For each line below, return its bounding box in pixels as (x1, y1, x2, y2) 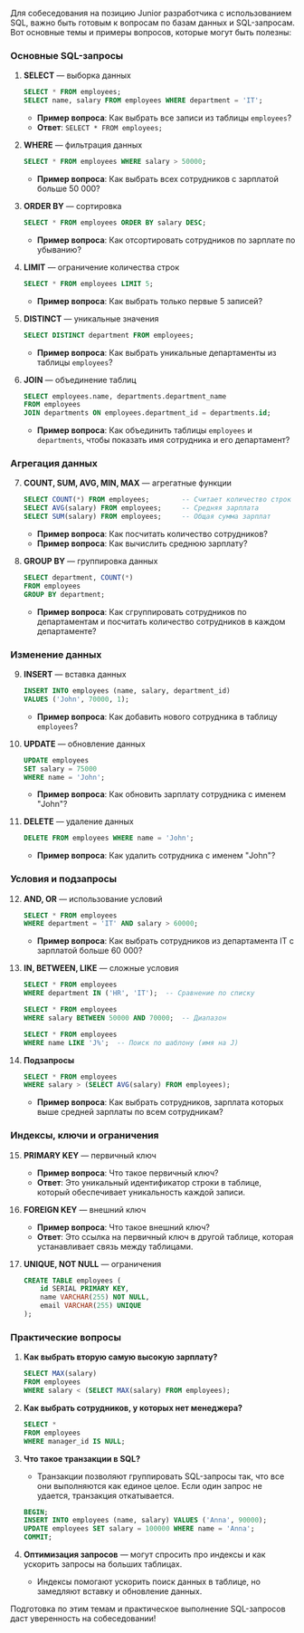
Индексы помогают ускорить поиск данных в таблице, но (36, 1576, 261, 1588)
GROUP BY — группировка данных (23, 556, 158, 567)
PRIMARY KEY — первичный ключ (23, 1149, 157, 1160)
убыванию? (36, 244, 82, 255)
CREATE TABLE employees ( (23, 1276, 121, 1285)
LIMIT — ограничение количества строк (23, 262, 180, 273)
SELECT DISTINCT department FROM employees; (23, 331, 195, 340)
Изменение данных (10, 648, 102, 660)
